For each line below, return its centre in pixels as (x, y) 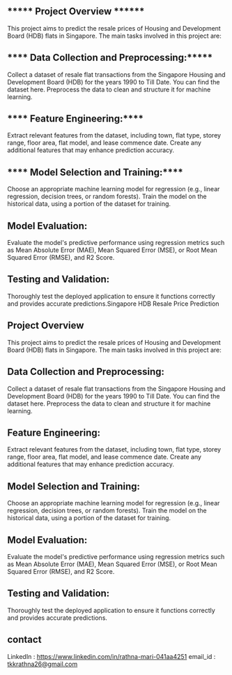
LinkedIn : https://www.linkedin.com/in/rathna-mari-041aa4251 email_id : (111, 656)
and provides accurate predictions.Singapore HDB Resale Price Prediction (113, 304)
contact (24, 640)
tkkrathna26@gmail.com (42, 664)
